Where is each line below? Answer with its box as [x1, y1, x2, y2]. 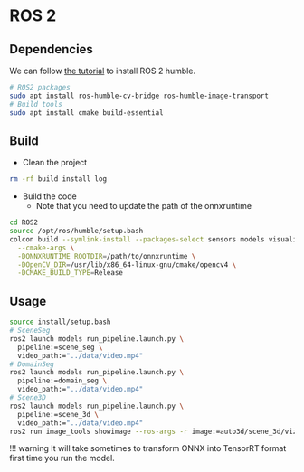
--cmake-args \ [17, 243, 75, 252]
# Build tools [9, 99, 63, 109]
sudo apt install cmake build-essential [9, 108, 165, 118]
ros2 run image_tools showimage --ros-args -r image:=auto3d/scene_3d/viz [9, 427, 298, 436]
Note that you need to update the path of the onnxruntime [35, 201, 252, 212]
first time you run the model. [9, 453, 115, 464]
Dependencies [9, 42, 93, 57]
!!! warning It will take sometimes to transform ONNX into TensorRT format [9, 443, 287, 454]
